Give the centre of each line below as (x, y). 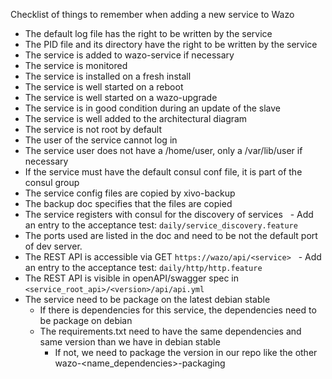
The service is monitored (76, 65)
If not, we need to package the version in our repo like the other (186, 352)
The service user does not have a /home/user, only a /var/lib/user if (163, 150)
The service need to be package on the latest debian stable (147, 299)
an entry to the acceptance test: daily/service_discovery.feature (161, 225)
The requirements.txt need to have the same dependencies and (170, 331)
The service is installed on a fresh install (108, 76)
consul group (52, 182)
